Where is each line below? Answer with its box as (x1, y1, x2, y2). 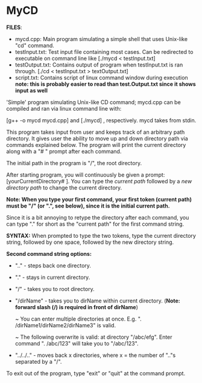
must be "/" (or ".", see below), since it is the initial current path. (6, 202, 170, 209)
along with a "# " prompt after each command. (6, 148, 122, 155)
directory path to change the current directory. (6, 184, 122, 191)
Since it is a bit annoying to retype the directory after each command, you (6, 214, 189, 221)
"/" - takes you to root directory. (14, 285, 95, 292)
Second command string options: (6, 250, 92, 257)
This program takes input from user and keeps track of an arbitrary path (6, 128, 185, 136)
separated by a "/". (14, 358, 62, 365)
